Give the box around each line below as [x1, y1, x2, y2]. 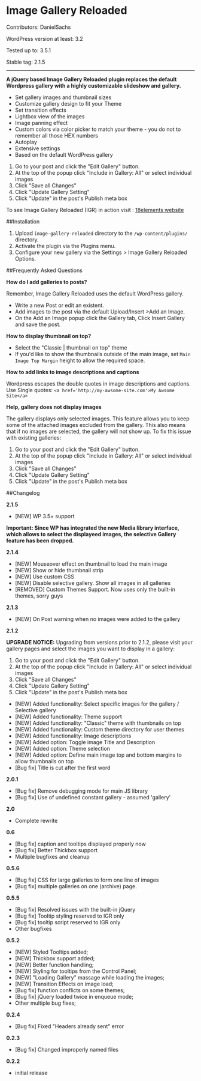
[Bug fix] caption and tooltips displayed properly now [14, 840, 147, 847]
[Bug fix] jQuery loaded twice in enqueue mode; [14, 993, 133, 1000]
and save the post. [14, 321, 61, 328]
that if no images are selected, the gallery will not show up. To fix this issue [6, 428, 191, 435]
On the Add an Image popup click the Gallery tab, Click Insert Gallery [14, 314, 185, 321]
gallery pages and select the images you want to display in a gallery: [6, 645, 175, 652]
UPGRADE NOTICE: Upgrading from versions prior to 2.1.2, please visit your [6, 638, 193, 646]
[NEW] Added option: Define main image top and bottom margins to [14, 751, 182, 759]
